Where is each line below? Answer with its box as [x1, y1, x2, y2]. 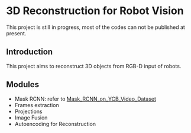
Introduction [6, 47, 53, 57]
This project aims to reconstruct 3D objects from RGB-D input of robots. [6, 62, 182, 69]
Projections [14, 108, 43, 115]
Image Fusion [14, 114, 48, 121]
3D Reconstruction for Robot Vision [6, 4, 184, 18]
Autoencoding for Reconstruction [14, 120, 96, 127]
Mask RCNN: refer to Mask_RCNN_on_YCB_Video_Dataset [14, 95, 157, 102]
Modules [6, 79, 40, 89]
